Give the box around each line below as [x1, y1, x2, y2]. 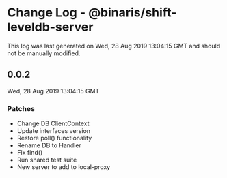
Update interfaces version [16, 127, 91, 135]
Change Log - [7, 5, 86, 20]
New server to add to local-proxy [16, 163, 111, 171]
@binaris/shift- [88, 5, 177, 20]
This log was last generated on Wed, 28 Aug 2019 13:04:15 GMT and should [7, 42, 221, 50]
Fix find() [16, 149, 43, 157]
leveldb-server [7, 19, 94, 35]
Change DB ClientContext [16, 119, 90, 128]
